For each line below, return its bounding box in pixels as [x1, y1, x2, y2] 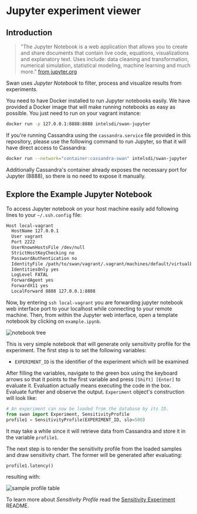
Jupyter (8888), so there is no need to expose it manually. [6, 172, 146, 179]
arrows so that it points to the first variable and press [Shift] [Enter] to [6, 375, 181, 383]
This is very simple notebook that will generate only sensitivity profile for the [6, 340, 191, 348]
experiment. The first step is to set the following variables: [6, 346, 147, 353]
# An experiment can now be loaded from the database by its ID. [6, 406, 169, 412]
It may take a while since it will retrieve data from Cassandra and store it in [6, 428, 186, 435]
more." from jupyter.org [20, 68, 77, 75]
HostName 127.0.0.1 [11, 228, 59, 234]
